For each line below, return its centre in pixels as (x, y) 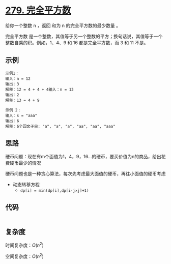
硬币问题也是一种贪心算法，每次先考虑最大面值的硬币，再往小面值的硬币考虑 (85, 173)
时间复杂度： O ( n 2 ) (25, 245)
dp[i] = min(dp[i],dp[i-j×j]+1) (54, 190)
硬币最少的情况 (25, 163)
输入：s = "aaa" (21, 115)
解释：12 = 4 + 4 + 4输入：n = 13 (39, 90)
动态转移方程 (26, 184)
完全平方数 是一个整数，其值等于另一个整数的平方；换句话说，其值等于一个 (84, 36)
